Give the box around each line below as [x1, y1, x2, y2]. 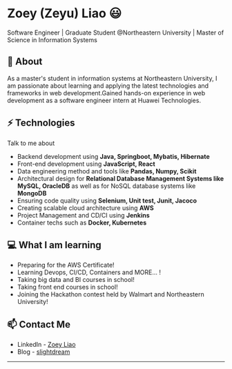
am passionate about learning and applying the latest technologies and [7, 82, 209, 90]
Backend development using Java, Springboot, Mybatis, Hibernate [17, 152, 211, 160]
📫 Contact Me [7, 319, 71, 330]
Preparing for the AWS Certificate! [17, 261, 115, 269]
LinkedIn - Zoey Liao [17, 341, 76, 349]
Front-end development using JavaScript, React [17, 160, 155, 168]
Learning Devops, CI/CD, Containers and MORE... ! [17, 268, 161, 276]
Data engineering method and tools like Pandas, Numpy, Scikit [17, 167, 197, 175]
